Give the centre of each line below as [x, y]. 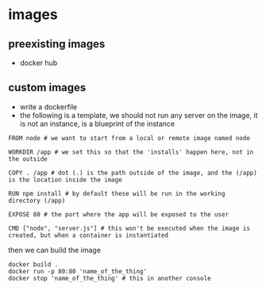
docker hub [39, 63]
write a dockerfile [48, 107]
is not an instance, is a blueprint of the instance [97, 124]
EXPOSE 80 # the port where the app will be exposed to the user [118, 214]
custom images [47, 88]
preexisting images [57, 44]
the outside [28, 159]
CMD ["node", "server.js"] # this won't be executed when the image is [129, 228]
